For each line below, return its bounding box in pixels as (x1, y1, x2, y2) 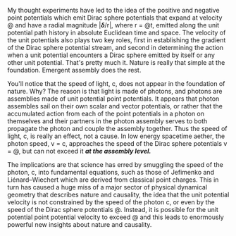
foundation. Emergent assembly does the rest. (7, 66, 142, 74)
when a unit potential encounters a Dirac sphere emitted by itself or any (7, 51, 215, 59)
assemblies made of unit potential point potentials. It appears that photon (7, 94, 220, 103)
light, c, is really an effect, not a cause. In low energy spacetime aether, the (7, 132, 225, 140)
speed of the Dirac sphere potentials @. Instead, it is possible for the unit (7, 206, 218, 213)
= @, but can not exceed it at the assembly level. (7, 147, 151, 155)
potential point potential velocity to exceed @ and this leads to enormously (7, 213, 224, 221)
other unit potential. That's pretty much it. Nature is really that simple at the (7, 58, 225, 66)
